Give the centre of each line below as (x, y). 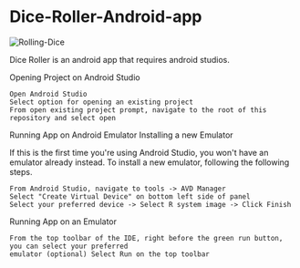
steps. (21, 171)
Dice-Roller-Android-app (106, 17)
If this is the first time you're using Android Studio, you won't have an (139, 152)
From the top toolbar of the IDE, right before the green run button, (146, 238)
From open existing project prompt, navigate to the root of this (138, 110)
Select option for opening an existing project (102, 102)
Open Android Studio (49, 94)
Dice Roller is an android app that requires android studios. (119, 59)
